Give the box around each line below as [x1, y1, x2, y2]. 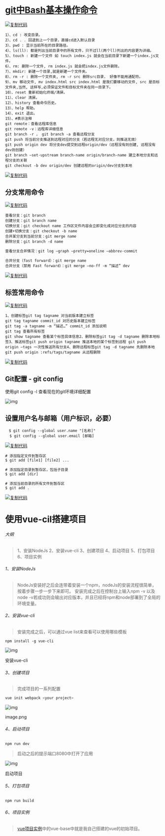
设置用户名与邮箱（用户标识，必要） [5, 414, 115, 422]
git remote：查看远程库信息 [5, 121, 57, 126]
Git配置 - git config [5, 374, 64, 383]
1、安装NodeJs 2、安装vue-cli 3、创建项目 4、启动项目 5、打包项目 [17, 547, 155, 554]
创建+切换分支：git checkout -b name [5, 228, 77, 234]
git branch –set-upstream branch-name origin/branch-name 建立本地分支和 [5, 153, 155, 157]
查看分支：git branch [5, 213, 46, 218]
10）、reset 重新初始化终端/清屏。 [5, 90, 67, 95]
